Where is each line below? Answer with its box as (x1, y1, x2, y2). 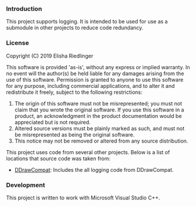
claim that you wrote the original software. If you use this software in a (14, 106, 184, 113)
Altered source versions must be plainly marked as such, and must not (14, 125, 185, 132)
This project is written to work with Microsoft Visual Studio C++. (6, 194, 160, 201)
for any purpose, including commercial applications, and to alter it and (6, 82, 175, 89)
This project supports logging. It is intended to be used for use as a (6, 18, 168, 25)
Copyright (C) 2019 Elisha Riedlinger (6, 52, 94, 59)
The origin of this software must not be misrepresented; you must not (14, 100, 183, 107)
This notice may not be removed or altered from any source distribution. (14, 137, 188, 144)
